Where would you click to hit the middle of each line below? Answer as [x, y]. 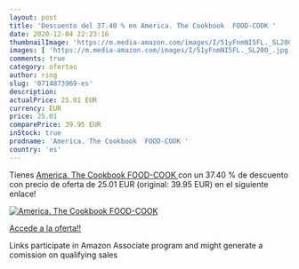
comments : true [37, 59]
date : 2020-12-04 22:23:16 [59, 34]
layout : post [33, 17]
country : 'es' [36, 149]
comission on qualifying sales [64, 255]
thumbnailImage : [39, 42]
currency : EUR [36, 108]
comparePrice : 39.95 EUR [55, 125]
